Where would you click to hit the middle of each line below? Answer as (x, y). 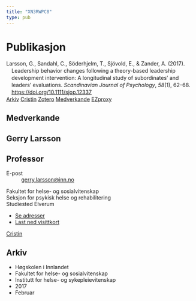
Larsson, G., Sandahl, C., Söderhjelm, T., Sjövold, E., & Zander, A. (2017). (96, 64)
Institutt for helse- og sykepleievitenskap (65, 280)
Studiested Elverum (30, 204)
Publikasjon (36, 47)
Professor (25, 159)
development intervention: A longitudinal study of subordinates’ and (95, 78)
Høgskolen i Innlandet (42, 267)
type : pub (19, 17)
